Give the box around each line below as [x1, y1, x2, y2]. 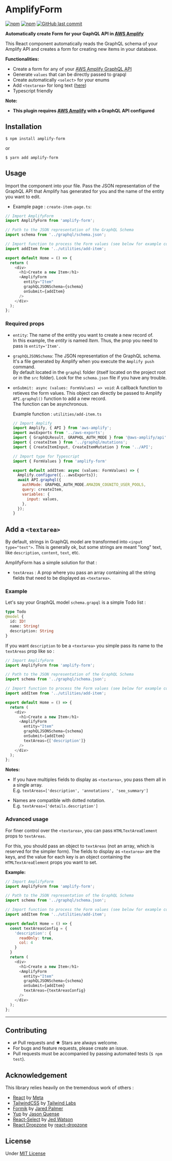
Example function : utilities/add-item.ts [12, 411, 102, 417]
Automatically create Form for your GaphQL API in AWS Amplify [5, 30, 144, 36]
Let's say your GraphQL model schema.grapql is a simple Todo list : [5, 599, 146, 605]
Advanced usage [5, 815, 49, 823]
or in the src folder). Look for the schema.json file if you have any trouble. [12, 374, 167, 380]
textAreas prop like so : [5, 648, 55, 654]
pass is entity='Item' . [12, 342, 60, 349]
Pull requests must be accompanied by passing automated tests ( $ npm [12, 1051, 163, 1057]
